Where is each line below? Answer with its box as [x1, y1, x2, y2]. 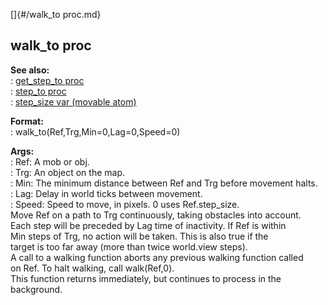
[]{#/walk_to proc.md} [10, 9, 102, 20]
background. [10, 283, 63, 295]
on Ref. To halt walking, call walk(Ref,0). [10, 262, 175, 274]
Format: [10, 115, 44, 127]
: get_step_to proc [10, 74, 85, 86]
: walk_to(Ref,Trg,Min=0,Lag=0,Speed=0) [10, 125, 181, 138]
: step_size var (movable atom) [10, 95, 137, 108]
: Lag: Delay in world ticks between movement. [10, 187, 203, 199]
